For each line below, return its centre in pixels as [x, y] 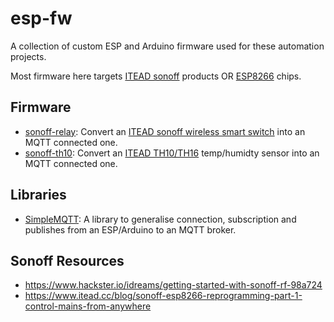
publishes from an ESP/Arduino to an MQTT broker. [130, 229]
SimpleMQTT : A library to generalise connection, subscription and [160, 219]
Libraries [38, 195]
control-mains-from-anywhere [88, 306]
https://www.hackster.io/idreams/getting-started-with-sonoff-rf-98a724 [173, 285]
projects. [28, 56]
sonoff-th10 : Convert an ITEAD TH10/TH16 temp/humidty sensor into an [172, 153]
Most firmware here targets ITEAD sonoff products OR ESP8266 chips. [156, 76]
